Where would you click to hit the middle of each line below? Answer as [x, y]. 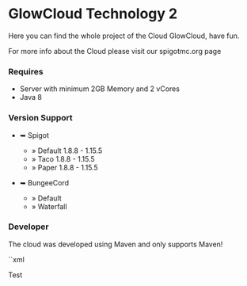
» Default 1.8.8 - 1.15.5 [67, 151]
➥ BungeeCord [44, 182]
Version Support [40, 118]
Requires [26, 71]
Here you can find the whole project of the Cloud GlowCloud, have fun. [124, 36]
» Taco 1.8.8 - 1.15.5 [63, 158]
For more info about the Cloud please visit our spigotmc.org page [115, 51]
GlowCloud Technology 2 [93, 14]
